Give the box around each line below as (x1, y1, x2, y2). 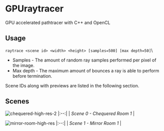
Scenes (5, 97, 29, 105)
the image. (12, 62, 35, 68)
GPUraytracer (5, 3, 64, 14)
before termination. (12, 73, 53, 79)
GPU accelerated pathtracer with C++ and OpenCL (5, 19, 110, 25)
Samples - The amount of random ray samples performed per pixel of (12, 57, 156, 63)
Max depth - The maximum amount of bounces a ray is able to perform (12, 67, 159, 73)
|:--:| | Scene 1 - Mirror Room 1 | (56, 120, 122, 126)
